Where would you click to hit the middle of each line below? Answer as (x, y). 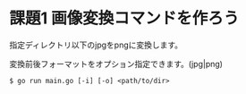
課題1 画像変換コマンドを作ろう (124, 18)
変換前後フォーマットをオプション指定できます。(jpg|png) (116, 64)
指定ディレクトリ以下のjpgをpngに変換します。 (96, 45)
